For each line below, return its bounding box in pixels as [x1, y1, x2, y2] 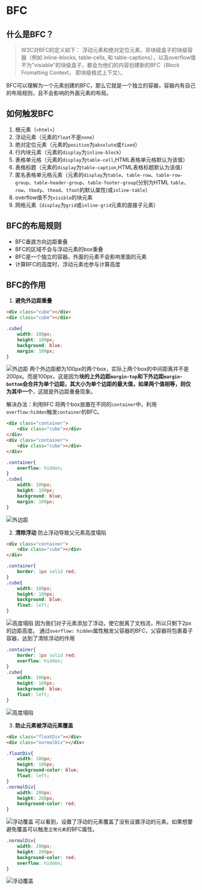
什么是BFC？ [6, 29, 54, 39]
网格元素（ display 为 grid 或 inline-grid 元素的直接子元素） [14, 201, 159, 208]
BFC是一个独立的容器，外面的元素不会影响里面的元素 [14, 253, 147, 260]
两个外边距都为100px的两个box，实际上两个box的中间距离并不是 [29, 365, 189, 373]
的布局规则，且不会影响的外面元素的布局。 [6, 89, 112, 97]
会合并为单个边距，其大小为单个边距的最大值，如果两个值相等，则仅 [22, 380, 191, 388]
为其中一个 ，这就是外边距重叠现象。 [6, 388, 96, 395]
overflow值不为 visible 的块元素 [14, 194, 93, 201]
